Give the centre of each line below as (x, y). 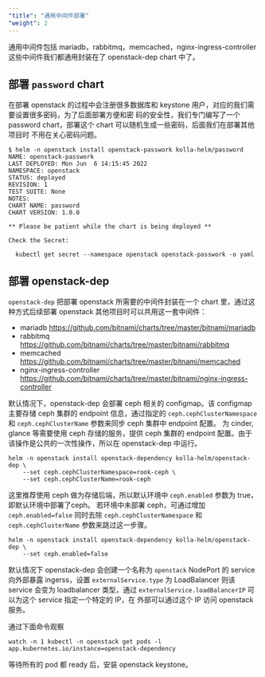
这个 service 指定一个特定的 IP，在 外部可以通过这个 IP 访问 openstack (138, 600)
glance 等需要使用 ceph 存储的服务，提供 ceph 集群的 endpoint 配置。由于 (131, 433)
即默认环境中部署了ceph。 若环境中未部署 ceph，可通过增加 (107, 505)
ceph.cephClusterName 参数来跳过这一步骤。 (80, 525)
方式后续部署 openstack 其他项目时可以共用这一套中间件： (111, 312)
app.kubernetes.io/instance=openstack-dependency (92, 649)
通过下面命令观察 (36, 627)
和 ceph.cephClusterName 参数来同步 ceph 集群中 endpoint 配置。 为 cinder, (131, 423)
